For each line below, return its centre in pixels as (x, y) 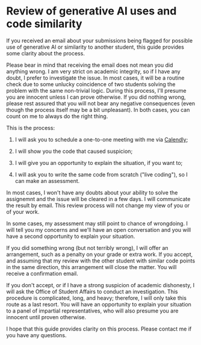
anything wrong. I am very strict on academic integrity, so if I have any (93, 71)
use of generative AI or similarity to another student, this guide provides (95, 47)
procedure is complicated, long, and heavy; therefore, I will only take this (96, 298)
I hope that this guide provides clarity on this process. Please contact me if (99, 329)
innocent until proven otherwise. (46, 317)
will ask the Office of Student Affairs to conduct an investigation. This (92, 291)
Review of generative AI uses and (91, 11)
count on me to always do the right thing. (57, 116)
